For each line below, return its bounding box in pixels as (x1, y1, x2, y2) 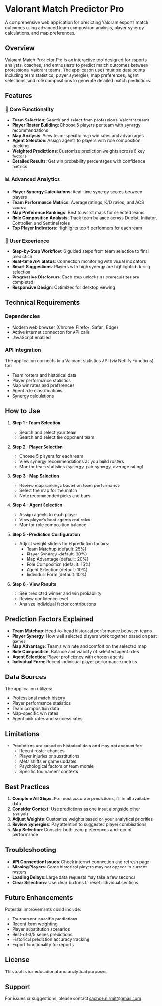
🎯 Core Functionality (5, 106, 54, 113)
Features (5, 91, 32, 100)
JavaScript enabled (12, 334, 51, 340)
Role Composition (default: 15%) (26, 561, 91, 567)
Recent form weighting (12, 921, 58, 927)
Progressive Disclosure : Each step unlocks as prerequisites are (12, 274, 139, 280)
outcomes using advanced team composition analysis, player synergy (5, 24, 144, 30)
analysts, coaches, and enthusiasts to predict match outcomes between (5, 62, 148, 68)
